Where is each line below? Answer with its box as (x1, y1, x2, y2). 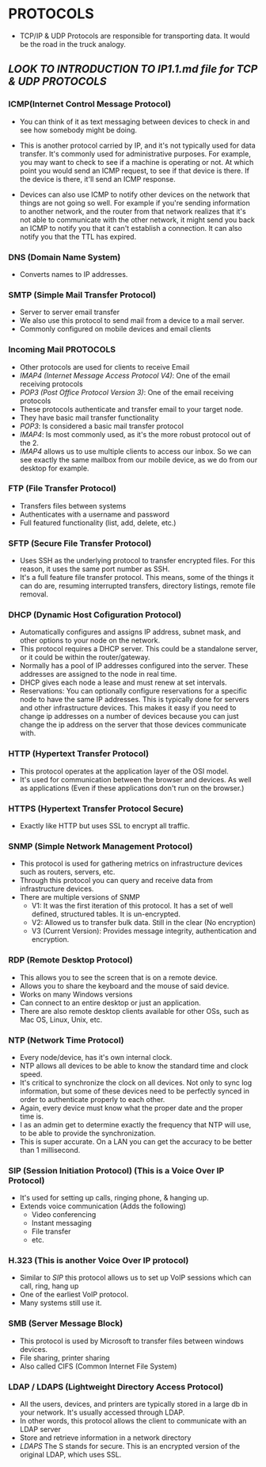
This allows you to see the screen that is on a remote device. (19, 973, 218, 982)
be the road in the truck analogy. (19, 39, 127, 48)
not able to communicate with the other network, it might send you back (19, 215, 255, 225)
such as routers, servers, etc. (19, 867, 116, 877)
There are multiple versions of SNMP (19, 893, 141, 902)
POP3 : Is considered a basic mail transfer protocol (19, 421, 184, 431)
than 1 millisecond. (19, 1145, 81, 1154)
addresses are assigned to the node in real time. (19, 670, 177, 679)
